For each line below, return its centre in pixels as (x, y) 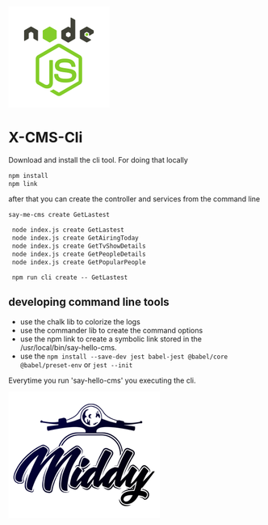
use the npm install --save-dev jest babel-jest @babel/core (124, 356)
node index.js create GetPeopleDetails (79, 254)
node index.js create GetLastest (68, 230)
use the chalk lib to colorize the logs (80, 321)
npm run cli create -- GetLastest (70, 277)
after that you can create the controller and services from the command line (134, 199)
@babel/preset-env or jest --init (76, 364)
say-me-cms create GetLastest (59, 214)
